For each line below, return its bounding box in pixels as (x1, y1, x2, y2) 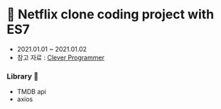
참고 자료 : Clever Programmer (16, 53, 104, 62)
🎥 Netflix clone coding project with (6, 6, 215, 23)
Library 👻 (6, 71, 39, 81)
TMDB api (16, 88, 47, 96)
